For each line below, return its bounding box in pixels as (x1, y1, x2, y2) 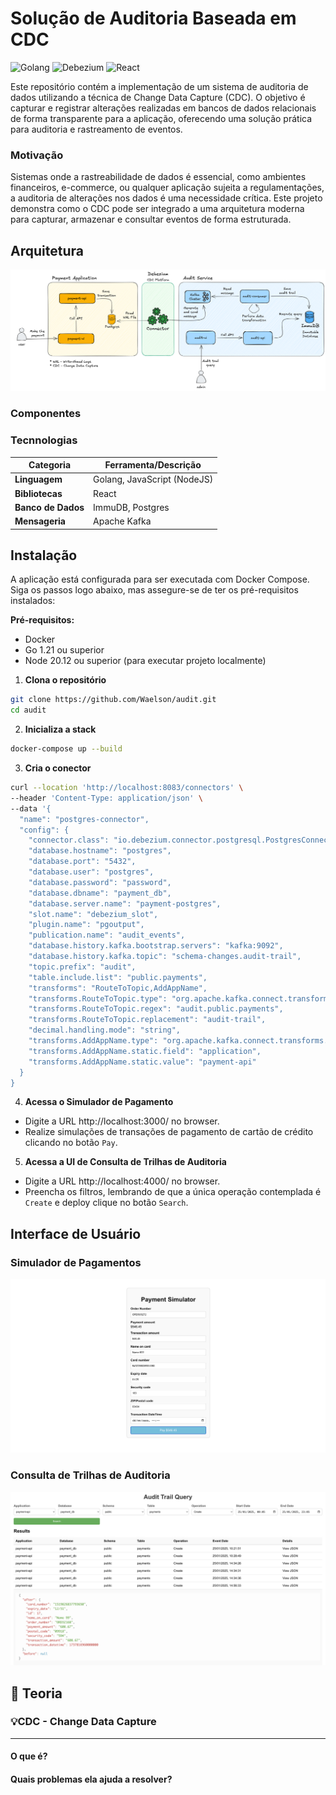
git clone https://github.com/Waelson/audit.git (10, 695, 217, 705)
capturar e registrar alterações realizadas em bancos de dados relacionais (10, 102, 317, 114)
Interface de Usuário (10, 1225, 142, 1242)
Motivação (10, 148, 64, 162)
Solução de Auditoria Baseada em (10, 7, 297, 30)
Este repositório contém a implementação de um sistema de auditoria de (10, 80, 309, 92)
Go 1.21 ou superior (24, 644, 105, 656)
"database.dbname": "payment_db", (28, 888, 172, 898)
